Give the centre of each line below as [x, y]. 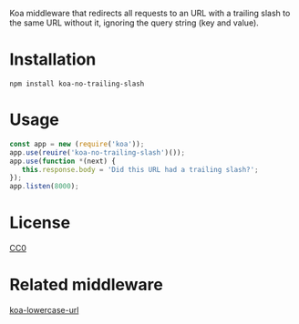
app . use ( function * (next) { [63, 161]
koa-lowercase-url [44, 310]
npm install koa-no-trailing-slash [77, 84]
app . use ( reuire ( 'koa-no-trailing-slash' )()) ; [97, 152]
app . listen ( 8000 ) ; [44, 187]
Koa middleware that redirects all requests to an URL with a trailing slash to [150, 13]
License [40, 223]
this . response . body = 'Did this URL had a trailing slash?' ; [140, 169]
